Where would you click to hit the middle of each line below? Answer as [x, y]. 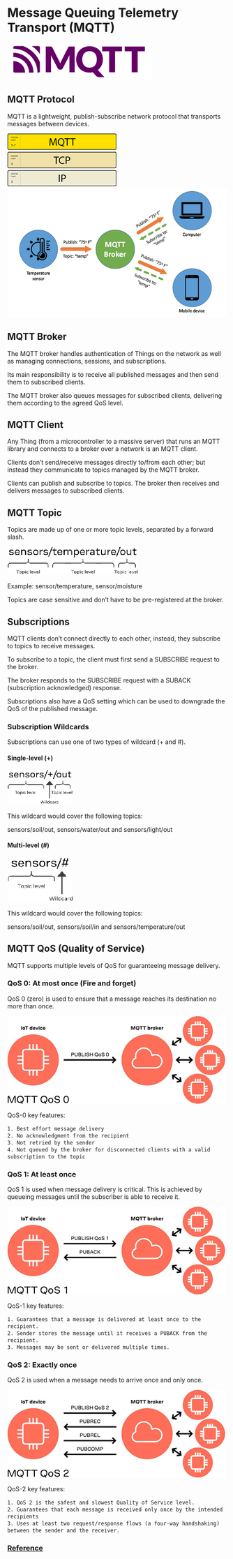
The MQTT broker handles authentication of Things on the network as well [114, 353]
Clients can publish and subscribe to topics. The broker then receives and [113, 484]
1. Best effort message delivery [56, 1128]
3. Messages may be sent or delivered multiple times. [89, 1348]
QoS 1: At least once [42, 1174]
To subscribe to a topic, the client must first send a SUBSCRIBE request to [113, 659]
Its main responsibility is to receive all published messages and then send [113, 374]
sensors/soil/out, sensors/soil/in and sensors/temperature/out [96, 927]
